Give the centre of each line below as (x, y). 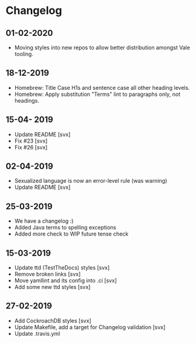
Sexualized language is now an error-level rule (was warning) (91, 181)
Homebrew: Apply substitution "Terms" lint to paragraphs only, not (97, 94)
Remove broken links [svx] (47, 274)
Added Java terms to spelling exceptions (65, 228)
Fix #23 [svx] (31, 141)
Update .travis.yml (37, 333)
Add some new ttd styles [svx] (52, 287)
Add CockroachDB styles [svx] (53, 321)
